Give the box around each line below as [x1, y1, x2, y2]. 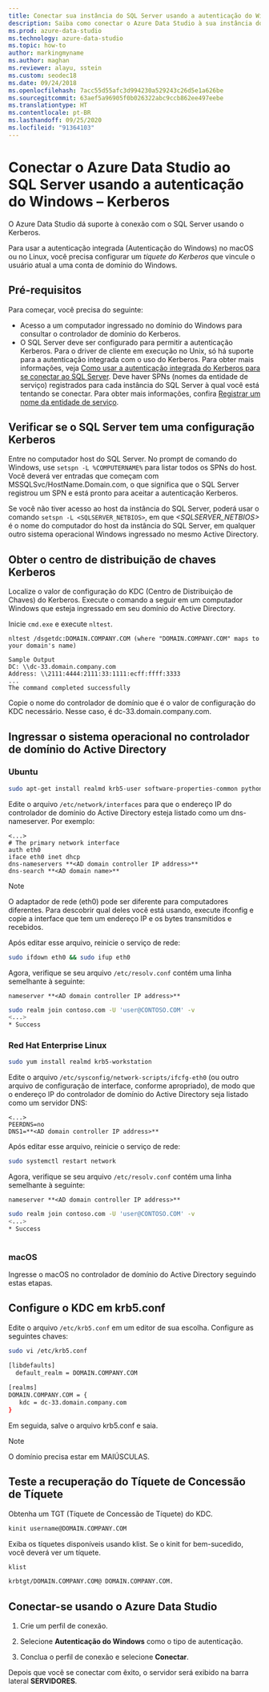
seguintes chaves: [8, 1331, 69, 1341]
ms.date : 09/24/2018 [8, 79, 78, 87]
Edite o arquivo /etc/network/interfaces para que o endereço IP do [8, 799, 232, 809]
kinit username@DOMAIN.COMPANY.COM [8, 1524, 127, 1532]
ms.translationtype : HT [8, 101, 88, 109]
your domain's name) [8, 642, 78, 650]
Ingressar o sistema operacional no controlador [8, 730, 250, 744]
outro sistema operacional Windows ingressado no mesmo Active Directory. [8, 529, 259, 539]
